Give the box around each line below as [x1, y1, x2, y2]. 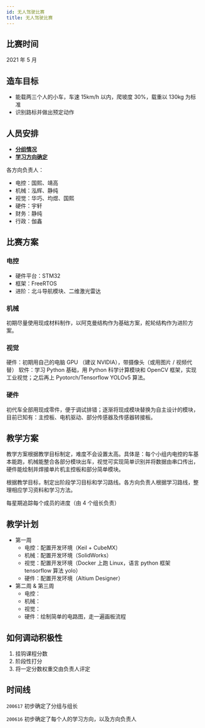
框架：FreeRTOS [15, 280, 57, 287]
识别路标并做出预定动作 [15, 108, 74, 116]
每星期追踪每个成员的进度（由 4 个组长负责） [6, 499, 120, 507]
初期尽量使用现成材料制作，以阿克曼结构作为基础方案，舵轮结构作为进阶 [6, 319, 188, 326]
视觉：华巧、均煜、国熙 [15, 194, 74, 202]
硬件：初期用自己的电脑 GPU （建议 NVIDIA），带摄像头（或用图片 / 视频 [6, 358, 187, 366]
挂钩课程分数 [15, 650, 48, 657]
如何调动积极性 [6, 633, 63, 643]
